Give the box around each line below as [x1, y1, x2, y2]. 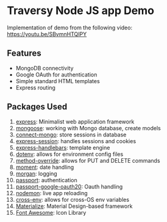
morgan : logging [15, 169, 57, 177]
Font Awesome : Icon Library [15, 209, 87, 216]
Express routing [15, 84, 55, 91]
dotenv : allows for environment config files [15, 150, 124, 158]
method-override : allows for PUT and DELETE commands [15, 157, 160, 164]
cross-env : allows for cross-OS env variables [15, 196, 130, 203]
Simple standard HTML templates [15, 77, 100, 84]
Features [7, 48, 41, 59]
